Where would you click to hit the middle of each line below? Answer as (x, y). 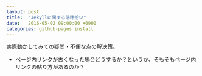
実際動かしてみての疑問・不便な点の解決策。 (62, 46)
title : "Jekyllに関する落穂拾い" (46, 17)
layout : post (23, 12)
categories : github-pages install (50, 29)
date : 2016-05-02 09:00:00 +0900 (51, 23)
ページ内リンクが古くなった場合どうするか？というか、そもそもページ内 (106, 59)
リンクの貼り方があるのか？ (50, 67)
